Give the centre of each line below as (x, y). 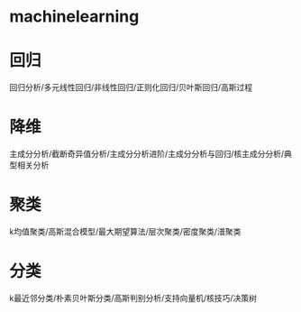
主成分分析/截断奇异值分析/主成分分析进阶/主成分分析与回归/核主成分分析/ (147, 154)
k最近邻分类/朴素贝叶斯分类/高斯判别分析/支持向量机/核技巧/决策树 (133, 298)
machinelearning (74, 17)
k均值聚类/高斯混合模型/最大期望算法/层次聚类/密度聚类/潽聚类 (125, 231)
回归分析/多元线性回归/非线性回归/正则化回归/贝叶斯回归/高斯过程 (131, 87)
